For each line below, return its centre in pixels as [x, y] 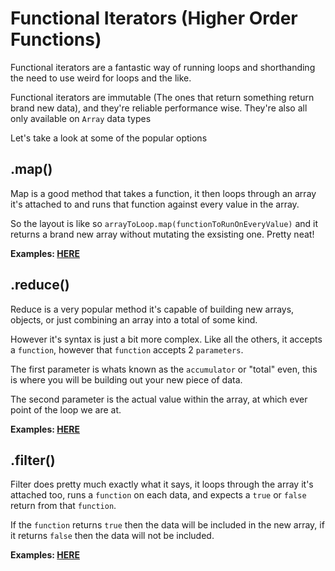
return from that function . [63, 506]
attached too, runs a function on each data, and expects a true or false [158, 495]
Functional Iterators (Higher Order [154, 18]
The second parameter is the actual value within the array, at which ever [159, 399]
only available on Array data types [81, 118]
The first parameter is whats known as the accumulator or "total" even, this [164, 369]
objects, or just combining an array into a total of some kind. [134, 319]
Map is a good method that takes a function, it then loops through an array [163, 193]
